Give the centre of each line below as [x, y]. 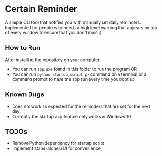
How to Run [23, 48]
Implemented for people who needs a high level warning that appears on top [81, 27]
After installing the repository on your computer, [53, 60]
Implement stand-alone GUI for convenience [56, 148]
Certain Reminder [41, 9]
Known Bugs [25, 95]
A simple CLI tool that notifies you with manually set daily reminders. [73, 22]
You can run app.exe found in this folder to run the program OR [74, 69]
